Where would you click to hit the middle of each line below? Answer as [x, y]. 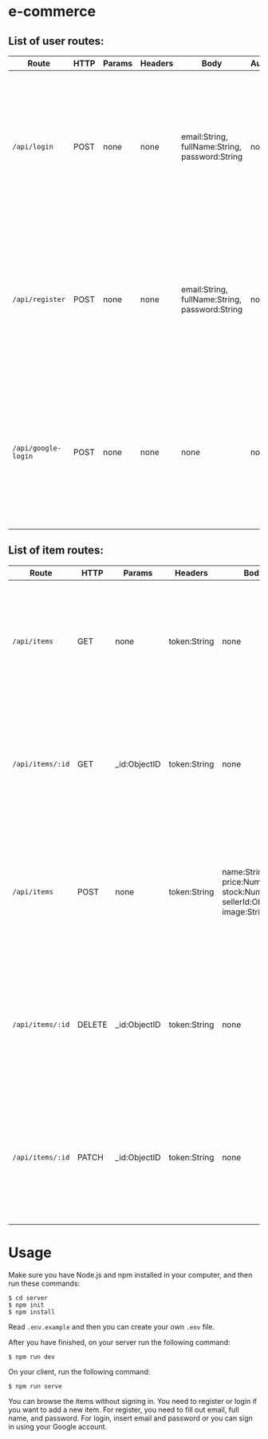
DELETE [92, 1025]
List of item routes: [56, 551]
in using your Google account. [58, 1426]
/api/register [39, 299]
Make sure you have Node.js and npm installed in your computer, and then [130, 1274]
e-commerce [52, 12]
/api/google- [37, 448]
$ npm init [26, 1305]
